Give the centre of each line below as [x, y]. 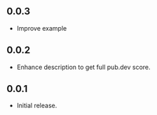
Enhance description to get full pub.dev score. [84, 67]
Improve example [42, 28]
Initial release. [37, 106]
